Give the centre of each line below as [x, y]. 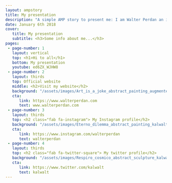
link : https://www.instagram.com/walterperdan [69, 134]
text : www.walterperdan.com [49, 106]
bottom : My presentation [39, 63]
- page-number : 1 [26, 48]
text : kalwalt [34, 172]
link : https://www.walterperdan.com [58, 100]
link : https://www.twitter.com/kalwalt [61, 167]
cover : [12, 29]
